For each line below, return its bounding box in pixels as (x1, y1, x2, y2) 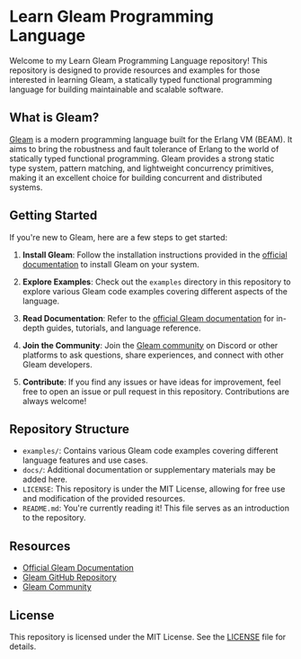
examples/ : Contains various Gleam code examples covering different (22, 446, 279, 456)
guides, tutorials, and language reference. (46, 322, 201, 333)
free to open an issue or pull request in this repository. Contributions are (22, 385, 290, 397)
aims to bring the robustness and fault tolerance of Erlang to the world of (9, 143, 279, 154)
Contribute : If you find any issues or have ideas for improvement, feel (22, 376, 281, 387)
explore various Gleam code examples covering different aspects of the (22, 285, 288, 296)
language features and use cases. (22, 455, 148, 465)
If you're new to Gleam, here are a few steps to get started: (9, 231, 228, 242)
